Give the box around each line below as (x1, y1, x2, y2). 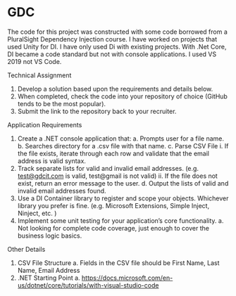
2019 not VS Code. (7, 57, 62, 65)
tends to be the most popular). (17, 99, 106, 108)
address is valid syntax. (17, 156, 87, 165)
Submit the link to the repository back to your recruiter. (17, 107, 177, 115)
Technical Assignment (7, 71, 72, 79)
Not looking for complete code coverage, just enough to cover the (17, 224, 210, 232)
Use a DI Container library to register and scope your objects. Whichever (17, 194, 229, 202)
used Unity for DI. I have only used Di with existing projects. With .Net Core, (7, 42, 227, 51)
